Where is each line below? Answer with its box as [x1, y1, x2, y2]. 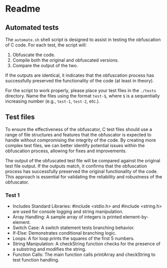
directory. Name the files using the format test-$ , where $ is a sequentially [5, 93, 160, 99]
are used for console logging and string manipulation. [12, 208, 124, 215]
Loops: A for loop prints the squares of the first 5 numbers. [12, 236, 135, 242]
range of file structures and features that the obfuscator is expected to [5, 131, 152, 138]
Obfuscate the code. [12, 52, 55, 58]
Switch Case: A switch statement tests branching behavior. [12, 225, 135, 231]
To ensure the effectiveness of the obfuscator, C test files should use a [5, 126, 152, 132]
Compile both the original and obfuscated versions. [12, 57, 119, 63]
